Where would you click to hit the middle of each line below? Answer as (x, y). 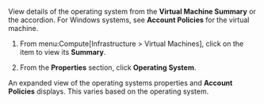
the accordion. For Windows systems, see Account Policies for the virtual (129, 20)
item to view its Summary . (63, 52)
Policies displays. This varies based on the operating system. (109, 91)
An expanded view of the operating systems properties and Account (121, 83)
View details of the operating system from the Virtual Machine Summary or (132, 12)
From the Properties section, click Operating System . (108, 67)
